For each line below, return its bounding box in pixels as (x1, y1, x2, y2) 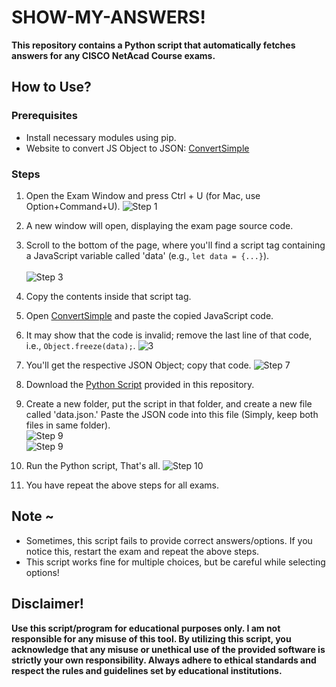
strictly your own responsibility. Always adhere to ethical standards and (11, 654, 317, 666)
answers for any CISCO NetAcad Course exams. (11, 49, 216, 61)
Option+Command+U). (25, 200, 121, 212)
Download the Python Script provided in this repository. (25, 378, 255, 390)
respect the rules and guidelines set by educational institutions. (11, 664, 283, 676)
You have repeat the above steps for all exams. (25, 479, 220, 491)
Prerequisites (11, 109, 78, 123)
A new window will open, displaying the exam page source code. (25, 219, 294, 231)
